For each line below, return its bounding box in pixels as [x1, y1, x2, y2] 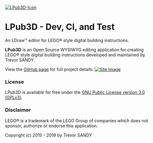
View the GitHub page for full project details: [5, 66, 94, 72]
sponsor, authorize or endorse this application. [5, 123, 98, 129]
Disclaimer [5, 107, 31, 114]
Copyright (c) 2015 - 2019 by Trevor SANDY [5, 132, 92, 138]
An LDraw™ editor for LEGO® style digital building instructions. [5, 37, 129, 43]
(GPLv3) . [5, 95, 23, 100]
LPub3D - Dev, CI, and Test [5, 22, 115, 32]
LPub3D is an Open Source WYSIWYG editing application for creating [5, 46, 144, 53]
